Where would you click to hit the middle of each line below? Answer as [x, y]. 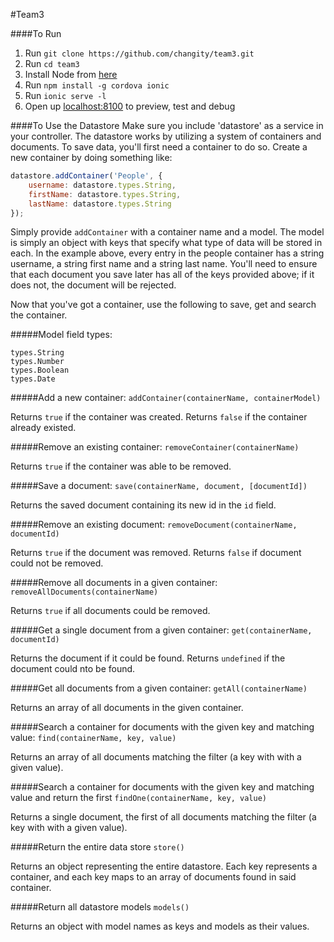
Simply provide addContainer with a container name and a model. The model [167, 232]
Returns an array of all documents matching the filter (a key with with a [156, 757]
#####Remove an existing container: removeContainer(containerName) [155, 447]
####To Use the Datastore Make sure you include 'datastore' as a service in [167, 125]
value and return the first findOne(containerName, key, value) [138, 798]
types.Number [37, 362]
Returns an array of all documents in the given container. [127, 708]
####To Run [36, 33]
